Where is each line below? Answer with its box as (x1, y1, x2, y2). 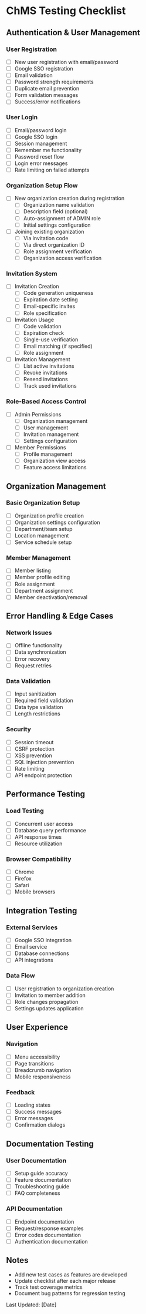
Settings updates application (14, 1004, 84, 1011)
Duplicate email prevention (14, 85, 80, 92)
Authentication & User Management (6, 28, 141, 38)
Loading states (14, 1101, 51, 1108)
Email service (14, 943, 47, 950)
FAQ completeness (14, 1189, 60, 1197)
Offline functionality (14, 642, 63, 649)
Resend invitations (23, 376, 69, 383)
